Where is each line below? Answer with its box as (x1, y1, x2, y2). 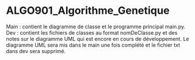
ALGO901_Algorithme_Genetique (6, 4, 170, 17)
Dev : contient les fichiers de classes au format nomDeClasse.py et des (6, 29, 178, 36)
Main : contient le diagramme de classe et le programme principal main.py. (6, 23, 186, 30)
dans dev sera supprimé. (6, 47, 66, 54)
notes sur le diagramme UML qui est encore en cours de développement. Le (6, 35, 190, 42)
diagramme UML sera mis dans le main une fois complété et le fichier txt (6, 42, 180, 48)
